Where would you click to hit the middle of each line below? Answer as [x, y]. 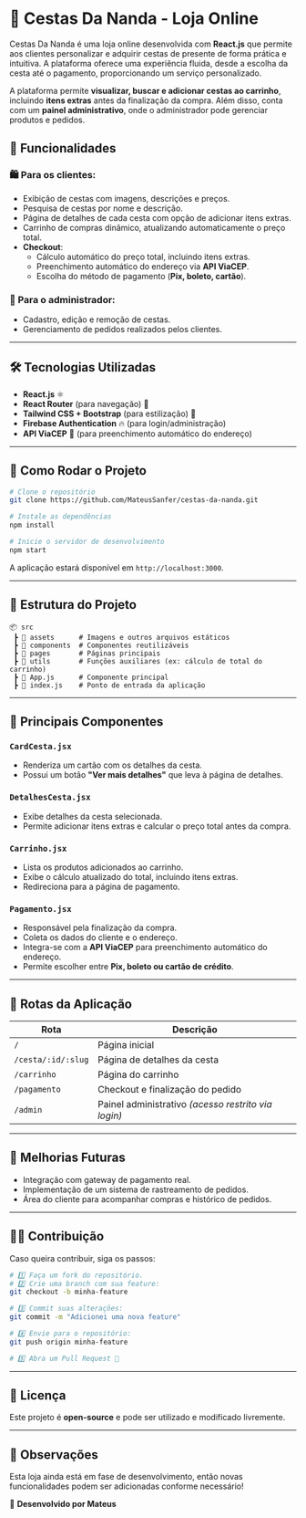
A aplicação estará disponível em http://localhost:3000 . [117, 567]
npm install [32, 525]
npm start [28, 550]
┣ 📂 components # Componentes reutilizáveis [101, 645]
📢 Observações [54, 1455]
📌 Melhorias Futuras [67, 1158]
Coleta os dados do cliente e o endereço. [100, 937]
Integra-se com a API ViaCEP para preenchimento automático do [145, 947]
